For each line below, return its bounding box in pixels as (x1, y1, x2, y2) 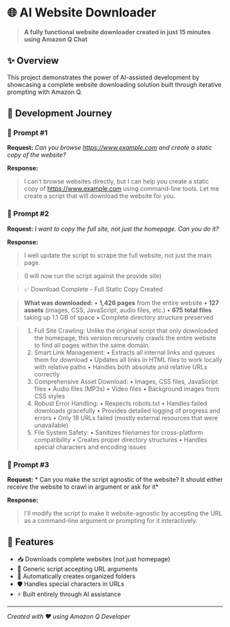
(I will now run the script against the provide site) (23, 272, 162, 280)
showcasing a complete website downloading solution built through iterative (7, 80, 222, 88)
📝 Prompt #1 (7, 128, 48, 138)
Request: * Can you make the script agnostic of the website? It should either (7, 476, 223, 484)
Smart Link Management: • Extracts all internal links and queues (34, 348, 216, 357)
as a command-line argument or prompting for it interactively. (23, 517, 198, 525)
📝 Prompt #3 (7, 460, 49, 470)
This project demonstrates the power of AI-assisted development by (7, 73, 200, 81)
